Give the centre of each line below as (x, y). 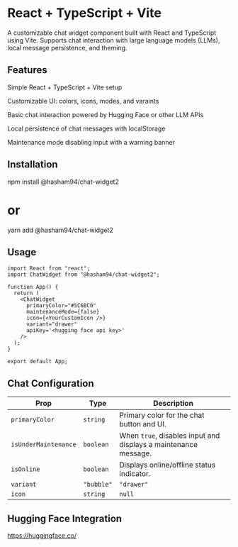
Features (27, 70)
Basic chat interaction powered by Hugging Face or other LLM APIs (106, 114)
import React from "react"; (49, 269)
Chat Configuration (51, 383)
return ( (27, 293)
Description (173, 404)
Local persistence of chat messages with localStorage (86, 128)
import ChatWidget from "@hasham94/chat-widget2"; (84, 275)
